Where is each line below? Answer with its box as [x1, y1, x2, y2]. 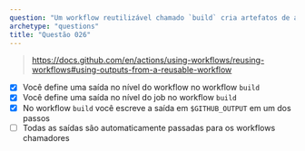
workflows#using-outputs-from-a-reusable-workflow [31, 64, 232, 75]
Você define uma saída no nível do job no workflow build [22, 92, 238, 103]
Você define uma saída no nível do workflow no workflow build [22, 82, 261, 93]
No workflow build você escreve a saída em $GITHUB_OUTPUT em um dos [22, 102, 292, 113]
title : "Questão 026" [9, 30, 92, 39]
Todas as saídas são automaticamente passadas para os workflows [22, 122, 276, 133]
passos [22, 112, 50, 123]
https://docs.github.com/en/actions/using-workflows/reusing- [31, 55, 265, 66]
